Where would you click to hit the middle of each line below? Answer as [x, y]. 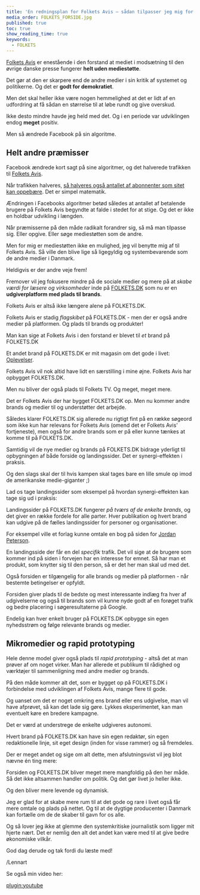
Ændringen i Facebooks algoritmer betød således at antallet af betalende [96, 203]
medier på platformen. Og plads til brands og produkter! [75, 323]
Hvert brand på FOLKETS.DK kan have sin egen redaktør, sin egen [87, 736]
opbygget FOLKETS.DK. [36, 377]
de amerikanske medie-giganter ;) [48, 480]
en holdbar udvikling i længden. [45, 216]
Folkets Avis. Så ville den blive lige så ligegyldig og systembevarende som [97, 251]
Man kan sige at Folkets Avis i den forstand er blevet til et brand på [88, 335]
